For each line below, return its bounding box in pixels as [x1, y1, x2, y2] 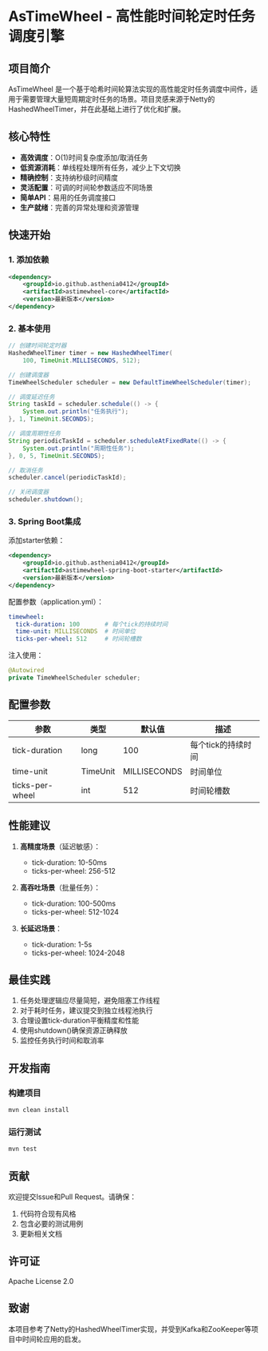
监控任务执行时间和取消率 [19, 1036, 104, 1046]
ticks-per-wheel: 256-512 [31, 866, 116, 875]
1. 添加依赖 [8, 254, 49, 265]
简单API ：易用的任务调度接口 [19, 193, 116, 202]
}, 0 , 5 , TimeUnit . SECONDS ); [8, 452, 105, 460]
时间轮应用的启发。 [22, 1334, 85, 1344]
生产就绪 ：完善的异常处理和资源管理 [19, 202, 140, 212]
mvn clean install [8, 1106, 69, 1114]
